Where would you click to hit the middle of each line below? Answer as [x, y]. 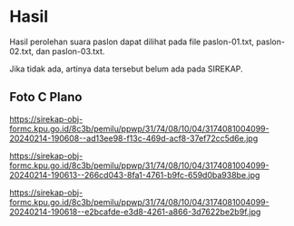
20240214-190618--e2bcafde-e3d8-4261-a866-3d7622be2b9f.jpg [135, 212]
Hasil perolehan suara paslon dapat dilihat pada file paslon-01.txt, [132, 42]
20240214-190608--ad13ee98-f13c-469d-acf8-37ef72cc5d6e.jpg [134, 138]
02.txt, [22, 51]
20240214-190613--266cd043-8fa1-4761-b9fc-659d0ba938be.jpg [135, 174]
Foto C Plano [46, 97]
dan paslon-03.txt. [70, 51]
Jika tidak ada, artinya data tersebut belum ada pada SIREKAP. [126, 69]
